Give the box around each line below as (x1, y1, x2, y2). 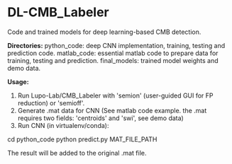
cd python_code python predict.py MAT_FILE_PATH (7, 135, 158, 143)
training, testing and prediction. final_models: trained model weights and (7, 56, 219, 64)
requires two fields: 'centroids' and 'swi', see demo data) (17, 114, 184, 122)
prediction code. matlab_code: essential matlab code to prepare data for (7, 49, 219, 57)
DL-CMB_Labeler (7, 4, 109, 20)
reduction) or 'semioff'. (17, 98, 85, 107)
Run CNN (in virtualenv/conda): (17, 121, 109, 129)
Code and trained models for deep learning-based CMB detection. (7, 28, 201, 36)
